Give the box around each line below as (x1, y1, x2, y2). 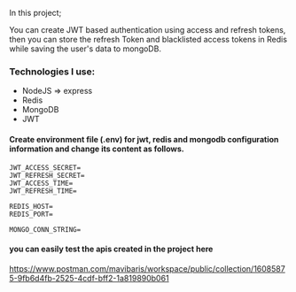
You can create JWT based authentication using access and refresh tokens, (9, 25, 286, 35)
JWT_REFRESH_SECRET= (9, 171, 86, 180)
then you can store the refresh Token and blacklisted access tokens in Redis (9, 35, 288, 44)
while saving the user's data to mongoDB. (9, 43, 162, 54)
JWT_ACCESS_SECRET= (9, 163, 82, 172)
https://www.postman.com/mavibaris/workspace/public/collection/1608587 (9, 263, 285, 273)
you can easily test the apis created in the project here (9, 243, 214, 255)
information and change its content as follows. (9, 143, 184, 154)
